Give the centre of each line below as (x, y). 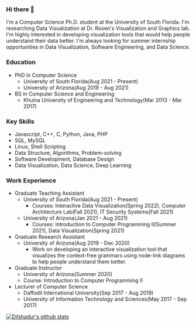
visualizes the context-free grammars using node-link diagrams (109, 256)
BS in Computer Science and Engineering (64, 94)
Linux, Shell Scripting (40, 147)
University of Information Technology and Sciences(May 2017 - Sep (105, 299)
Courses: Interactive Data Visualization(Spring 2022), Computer (109, 206)
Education (21, 62)
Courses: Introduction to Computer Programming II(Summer (104, 225)
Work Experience (31, 180)
